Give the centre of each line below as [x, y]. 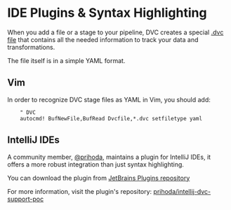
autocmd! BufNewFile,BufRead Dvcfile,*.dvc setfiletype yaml [111, 118]
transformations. [31, 47]
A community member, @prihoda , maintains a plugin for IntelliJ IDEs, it [109, 157]
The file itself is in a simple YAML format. [66, 60]
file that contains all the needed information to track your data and [103, 39]
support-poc [26, 199]
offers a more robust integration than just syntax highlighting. [96, 164]
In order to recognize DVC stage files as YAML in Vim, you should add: [109, 99]
